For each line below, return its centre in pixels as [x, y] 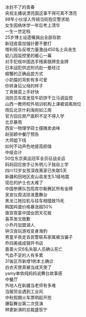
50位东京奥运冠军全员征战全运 [35, 158]
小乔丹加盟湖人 [20, 225]
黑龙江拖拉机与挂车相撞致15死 [35, 201]
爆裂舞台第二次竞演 [24, 303]
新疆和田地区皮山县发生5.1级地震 [37, 176]
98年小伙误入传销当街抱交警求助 [37, 19]
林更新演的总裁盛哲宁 [26, 309]
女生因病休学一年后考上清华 [33, 25]
